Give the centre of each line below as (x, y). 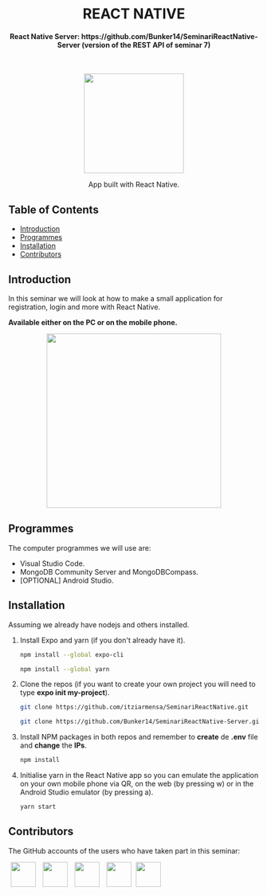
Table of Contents (54, 209)
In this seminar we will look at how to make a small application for (116, 299)
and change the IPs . (53, 745)
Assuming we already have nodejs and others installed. (99, 624)
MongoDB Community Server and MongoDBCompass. (109, 571)
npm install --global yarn (65, 669)
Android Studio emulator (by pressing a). (86, 792)
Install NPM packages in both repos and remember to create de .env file (139, 737)
